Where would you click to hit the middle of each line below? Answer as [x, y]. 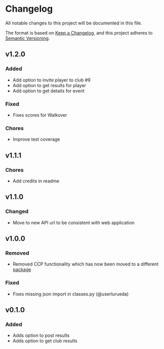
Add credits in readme [36, 181]
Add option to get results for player [49, 85]
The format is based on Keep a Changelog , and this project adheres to [79, 33]
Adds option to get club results [45, 341]
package [22, 270]
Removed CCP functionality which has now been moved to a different [86, 264]
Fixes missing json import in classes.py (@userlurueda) [71, 294]
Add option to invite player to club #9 [51, 80]
